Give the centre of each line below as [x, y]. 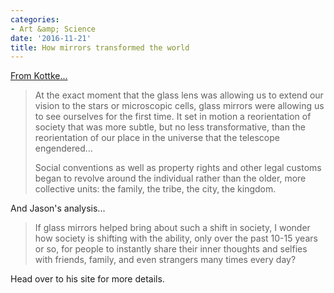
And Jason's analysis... [58, 208]
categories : [35, 19]
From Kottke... [39, 76]
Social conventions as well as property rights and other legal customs [178, 168]
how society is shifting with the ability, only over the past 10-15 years [176, 238]
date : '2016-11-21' [51, 38]
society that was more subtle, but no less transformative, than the [170, 127]
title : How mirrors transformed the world [100, 47]
